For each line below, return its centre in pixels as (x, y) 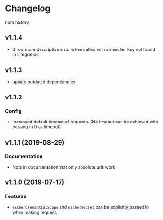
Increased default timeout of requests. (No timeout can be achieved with (85, 122)
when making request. (35, 212)
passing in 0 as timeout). (37, 127)
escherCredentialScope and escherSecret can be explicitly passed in (81, 207)
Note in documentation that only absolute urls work (64, 167)
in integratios (25, 54)
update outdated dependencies (44, 82)
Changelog (28, 9)
